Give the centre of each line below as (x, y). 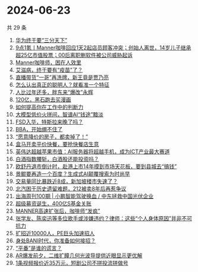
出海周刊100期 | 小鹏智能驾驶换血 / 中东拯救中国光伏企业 (84, 196)
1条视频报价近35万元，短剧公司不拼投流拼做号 (72, 262)
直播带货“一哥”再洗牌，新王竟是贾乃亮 (62, 77)
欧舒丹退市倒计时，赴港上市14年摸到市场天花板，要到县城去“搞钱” (96, 166)
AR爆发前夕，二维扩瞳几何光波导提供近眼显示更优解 (79, 255)
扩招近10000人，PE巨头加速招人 (55, 233)
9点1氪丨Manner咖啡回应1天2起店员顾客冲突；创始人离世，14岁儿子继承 (103, 48)
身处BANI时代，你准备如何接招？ (55, 241)
